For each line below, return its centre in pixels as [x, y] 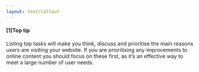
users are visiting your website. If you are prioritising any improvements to [97, 50]
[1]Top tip [18, 31]
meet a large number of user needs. [50, 62]
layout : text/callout [33, 12]
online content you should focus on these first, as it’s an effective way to [95, 56]
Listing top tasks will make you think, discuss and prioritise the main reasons [100, 43]
